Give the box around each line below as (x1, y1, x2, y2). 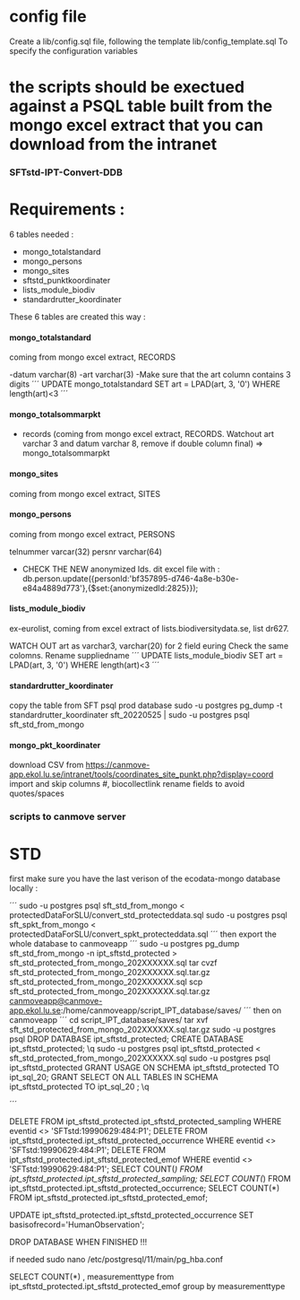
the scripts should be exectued (9, 77, 244, 98)
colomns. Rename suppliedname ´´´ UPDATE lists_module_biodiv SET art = (9, 650, 284, 660)
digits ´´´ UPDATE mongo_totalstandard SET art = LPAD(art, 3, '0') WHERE (9, 379, 280, 389)
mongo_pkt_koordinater (9, 739, 101, 750)
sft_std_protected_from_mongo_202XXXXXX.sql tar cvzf (9, 957, 218, 968)
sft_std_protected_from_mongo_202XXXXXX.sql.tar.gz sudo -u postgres (9, 1025, 276, 1035)
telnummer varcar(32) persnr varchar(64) (9, 545, 163, 557)
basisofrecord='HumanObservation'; (9, 1219, 145, 1230)
